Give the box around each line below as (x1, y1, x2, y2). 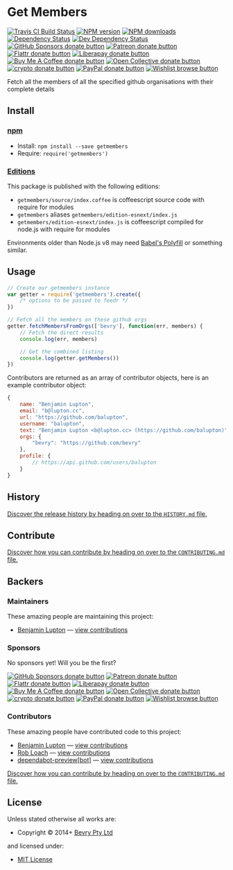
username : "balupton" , (19, 420, 85, 427)
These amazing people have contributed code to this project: (7, 727, 182, 736)
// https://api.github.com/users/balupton (32, 459, 157, 466)
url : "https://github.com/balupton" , (19, 414, 129, 421)
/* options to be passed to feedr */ (19, 297, 129, 304)
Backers (7, 576, 44, 587)
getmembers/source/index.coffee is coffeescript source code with (17, 195, 205, 203)
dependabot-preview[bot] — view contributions (17, 755, 154, 764)
